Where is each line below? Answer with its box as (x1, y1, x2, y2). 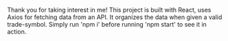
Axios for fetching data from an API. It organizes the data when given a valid (7, 13, 223, 21)
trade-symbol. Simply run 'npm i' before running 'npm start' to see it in (7, 20, 207, 28)
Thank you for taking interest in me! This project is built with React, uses (7, 6, 212, 14)
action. (7, 27, 27, 36)
